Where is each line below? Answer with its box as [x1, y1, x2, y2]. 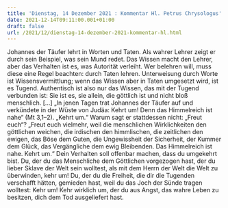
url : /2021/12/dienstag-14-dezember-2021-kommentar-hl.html [7, 29, 183, 36]
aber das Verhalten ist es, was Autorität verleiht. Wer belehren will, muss [7, 62, 212, 70]
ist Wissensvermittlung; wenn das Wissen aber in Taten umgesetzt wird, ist [7, 77, 219, 86]
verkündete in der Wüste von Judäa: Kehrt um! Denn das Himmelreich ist [7, 106, 213, 114]
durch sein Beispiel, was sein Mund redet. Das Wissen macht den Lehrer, [7, 55, 214, 64]
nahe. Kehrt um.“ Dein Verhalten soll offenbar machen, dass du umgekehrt [7, 150, 217, 158]
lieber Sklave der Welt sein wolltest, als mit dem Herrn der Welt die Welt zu [7, 164, 218, 172]
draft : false [7, 23, 45, 29]
